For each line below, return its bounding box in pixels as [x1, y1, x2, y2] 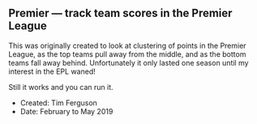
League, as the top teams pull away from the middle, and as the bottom [8, 49, 246, 59]
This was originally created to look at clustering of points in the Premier [8, 41, 246, 50]
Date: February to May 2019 [19, 106, 114, 116]
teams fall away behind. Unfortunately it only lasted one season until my [8, 58, 249, 67]
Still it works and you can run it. [8, 82, 114, 92]
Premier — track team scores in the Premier [8, 6, 233, 20]
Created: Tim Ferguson [19, 97, 97, 108]
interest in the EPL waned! [8, 66, 96, 76]
